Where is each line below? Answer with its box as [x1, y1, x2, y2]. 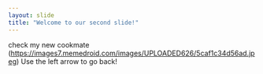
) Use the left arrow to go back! [16, 56, 118, 66]
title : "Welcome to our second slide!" [8, 19, 139, 26]
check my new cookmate [8, 40, 90, 49]
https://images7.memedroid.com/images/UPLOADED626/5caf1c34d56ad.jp [10, 48, 255, 58]
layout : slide [8, 11, 55, 19]
